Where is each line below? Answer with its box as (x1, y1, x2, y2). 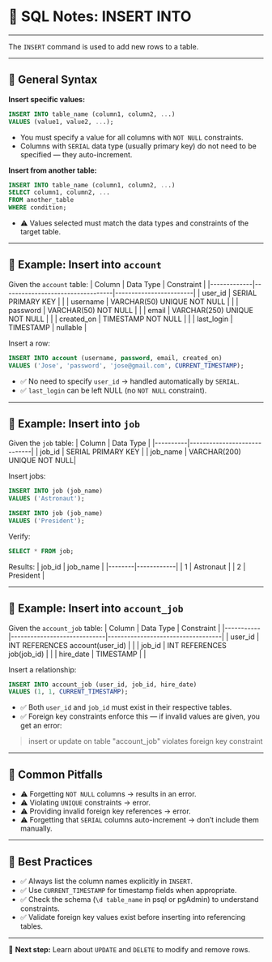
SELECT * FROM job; (8, 547, 74, 555)
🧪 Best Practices (8, 855, 93, 869)
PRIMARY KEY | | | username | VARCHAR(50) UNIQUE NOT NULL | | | (8, 296, 239, 307)
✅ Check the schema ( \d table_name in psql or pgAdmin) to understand (19, 894, 259, 904)
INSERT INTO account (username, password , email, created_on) (8, 354, 223, 362)
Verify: (8, 531, 31, 541)
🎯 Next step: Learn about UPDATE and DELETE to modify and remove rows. (8, 944, 251, 954)
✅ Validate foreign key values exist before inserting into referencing (19, 912, 246, 921)
